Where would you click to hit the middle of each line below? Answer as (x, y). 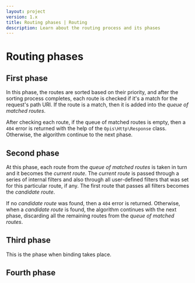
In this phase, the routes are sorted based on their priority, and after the (92, 92)
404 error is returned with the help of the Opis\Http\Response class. (86, 129)
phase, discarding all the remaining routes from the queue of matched (90, 216)
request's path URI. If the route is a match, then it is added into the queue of (97, 105)
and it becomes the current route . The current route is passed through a (93, 174)
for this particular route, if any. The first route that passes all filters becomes (98, 186)
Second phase (33, 153)
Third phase (28, 240)
